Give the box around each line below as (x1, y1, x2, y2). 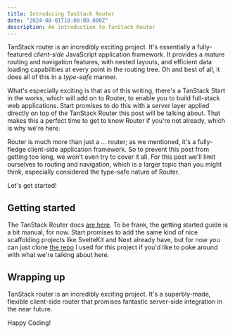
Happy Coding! (7, 318, 51, 327)
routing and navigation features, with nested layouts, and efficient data (7, 58, 212, 66)
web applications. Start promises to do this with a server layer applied (7, 102, 210, 110)
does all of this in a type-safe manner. (7, 73, 118, 81)
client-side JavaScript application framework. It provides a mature (33, 50, 225, 59)
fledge (7, 145, 27, 154)
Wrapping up (7, 271, 65, 283)
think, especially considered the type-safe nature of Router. (7, 167, 180, 177)
